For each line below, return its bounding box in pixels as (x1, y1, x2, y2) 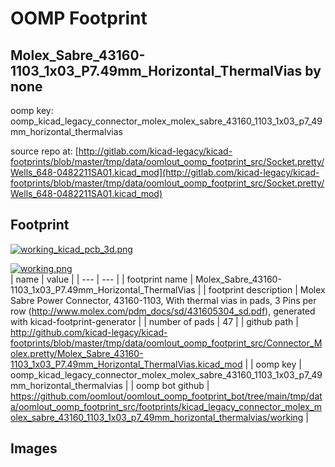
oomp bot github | (136, 379, 210, 391)
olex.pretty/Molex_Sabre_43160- (10, 347, 144, 359)
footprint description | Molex (208, 283, 326, 296)
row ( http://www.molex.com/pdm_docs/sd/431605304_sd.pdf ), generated (10, 305, 316, 317)
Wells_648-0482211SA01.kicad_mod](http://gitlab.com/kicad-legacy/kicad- (10, 167, 320, 178)
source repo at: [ (10, 145, 79, 157)
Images (10, 440, 58, 457)
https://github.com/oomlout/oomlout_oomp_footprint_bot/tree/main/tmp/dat (10, 390, 323, 402)
